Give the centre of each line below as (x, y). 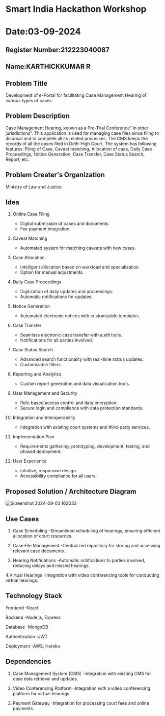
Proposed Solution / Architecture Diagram (71, 491)
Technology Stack (34, 596)
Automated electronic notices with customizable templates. (80, 316)
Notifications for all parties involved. (56, 340)
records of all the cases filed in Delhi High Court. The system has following (81, 144)
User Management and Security (45, 393)
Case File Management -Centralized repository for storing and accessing (86, 546)
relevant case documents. (39, 551)
